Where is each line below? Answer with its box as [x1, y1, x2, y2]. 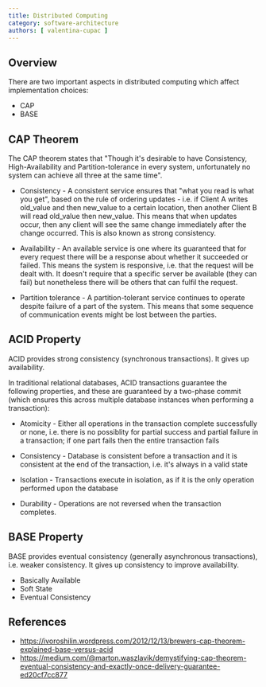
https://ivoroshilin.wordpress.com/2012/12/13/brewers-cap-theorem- [19, 636, 246, 646]
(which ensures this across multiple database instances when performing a [8, 395, 254, 404]
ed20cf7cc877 [19, 670, 68, 680]
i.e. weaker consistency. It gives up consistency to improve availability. [8, 560, 240, 569]
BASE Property [8, 530, 83, 544]
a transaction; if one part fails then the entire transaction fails [19, 435, 220, 445]
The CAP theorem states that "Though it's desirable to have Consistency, [8, 154, 248, 163]
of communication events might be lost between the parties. [19, 310, 217, 319]
